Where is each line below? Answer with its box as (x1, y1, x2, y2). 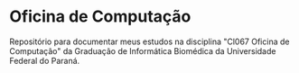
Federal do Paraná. (9, 55, 80, 66)
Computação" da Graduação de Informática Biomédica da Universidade (9, 45, 276, 56)
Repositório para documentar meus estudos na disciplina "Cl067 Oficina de (9, 36, 290, 47)
